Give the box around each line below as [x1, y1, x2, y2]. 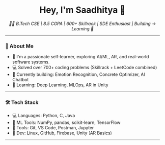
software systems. [12, 59, 50, 65]
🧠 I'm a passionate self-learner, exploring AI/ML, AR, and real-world [12, 54, 149, 60]
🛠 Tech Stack [5, 99, 39, 106]
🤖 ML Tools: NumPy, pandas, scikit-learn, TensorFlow [12, 120, 121, 125]
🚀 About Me [5, 43, 34, 49]
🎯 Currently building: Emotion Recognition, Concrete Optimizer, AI [12, 72, 145, 77]
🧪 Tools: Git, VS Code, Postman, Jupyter [12, 124, 94, 130]
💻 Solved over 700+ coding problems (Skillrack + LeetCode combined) [12, 65, 157, 71]
